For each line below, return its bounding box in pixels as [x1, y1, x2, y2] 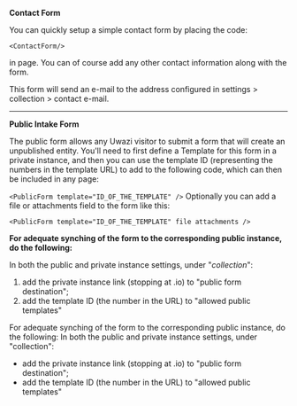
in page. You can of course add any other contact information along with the [9, 58, 287, 67]
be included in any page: [9, 174, 99, 184]
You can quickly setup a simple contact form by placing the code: [9, 25, 248, 35]
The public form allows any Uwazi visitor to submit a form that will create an [9, 137, 286, 146]
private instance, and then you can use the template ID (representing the [9, 155, 274, 165]
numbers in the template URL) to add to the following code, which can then [9, 164, 283, 175]
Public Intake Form [9, 119, 80, 129]
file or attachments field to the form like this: [9, 200, 171, 211]
